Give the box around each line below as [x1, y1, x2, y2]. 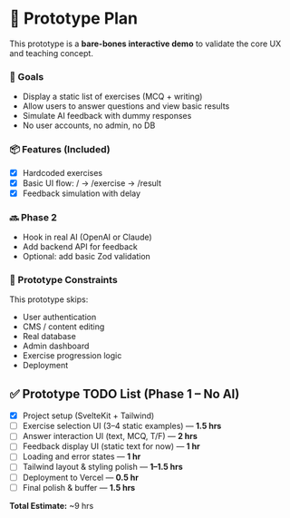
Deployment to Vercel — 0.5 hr [22, 472, 139, 483]
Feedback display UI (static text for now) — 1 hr [22, 441, 201, 452]
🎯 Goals [9, 70, 44, 83]
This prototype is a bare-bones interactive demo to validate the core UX [9, 38, 282, 49]
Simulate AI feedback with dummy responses [22, 111, 192, 122]
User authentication [22, 312, 97, 323]
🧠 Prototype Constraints [9, 273, 118, 286]
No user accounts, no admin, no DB [22, 120, 156, 131]
